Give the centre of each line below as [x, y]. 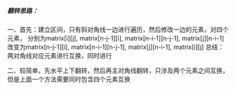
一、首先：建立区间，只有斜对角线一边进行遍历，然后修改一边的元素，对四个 [118, 29]
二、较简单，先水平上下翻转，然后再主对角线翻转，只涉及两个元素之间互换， [118, 70]
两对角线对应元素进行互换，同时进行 [60, 55]
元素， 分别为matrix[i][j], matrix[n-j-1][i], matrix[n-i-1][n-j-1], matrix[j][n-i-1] [116, 38]
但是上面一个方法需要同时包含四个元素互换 [69, 79]
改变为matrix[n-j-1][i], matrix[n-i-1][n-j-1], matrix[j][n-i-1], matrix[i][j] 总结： [116, 47]
